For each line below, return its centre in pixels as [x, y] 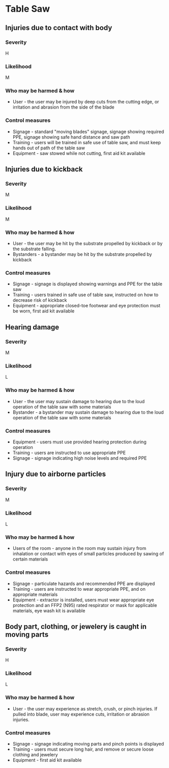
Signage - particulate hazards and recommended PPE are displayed [84, 584]
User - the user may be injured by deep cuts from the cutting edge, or [86, 102]
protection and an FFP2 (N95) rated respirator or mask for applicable [85, 605]
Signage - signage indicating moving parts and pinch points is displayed [88, 744]
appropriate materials [35, 594]
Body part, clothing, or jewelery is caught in [76, 627]
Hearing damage [32, 327]
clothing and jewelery [35, 755]
